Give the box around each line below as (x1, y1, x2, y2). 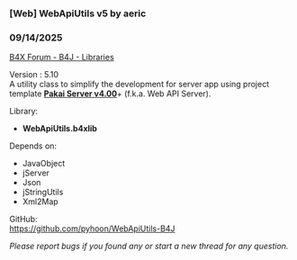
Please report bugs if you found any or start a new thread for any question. (9, 241, 289, 252)
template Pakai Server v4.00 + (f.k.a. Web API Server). (9, 88, 211, 99)
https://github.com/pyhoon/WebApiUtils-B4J (9, 223, 175, 234)
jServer (22, 167, 49, 178)
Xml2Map (22, 196, 58, 207)
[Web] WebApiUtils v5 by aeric (9, 7, 147, 20)
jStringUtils (22, 187, 64, 198)
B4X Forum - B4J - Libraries (9, 52, 114, 63)
